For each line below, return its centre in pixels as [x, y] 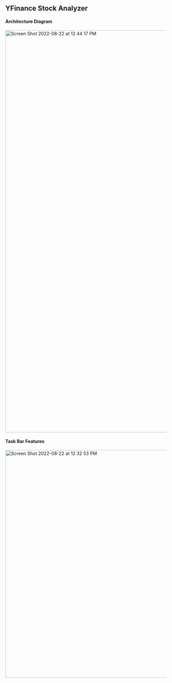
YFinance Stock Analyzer [47, 8]
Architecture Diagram [29, 21]
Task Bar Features [25, 442]
